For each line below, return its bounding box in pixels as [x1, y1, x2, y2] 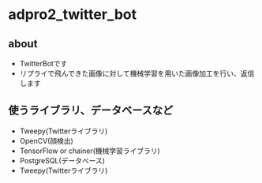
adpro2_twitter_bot [8, 6, 137, 24]
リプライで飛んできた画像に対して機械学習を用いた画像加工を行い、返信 [19, 69, 255, 78]
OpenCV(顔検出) [19, 136, 73, 145]
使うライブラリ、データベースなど [8, 104, 174, 118]
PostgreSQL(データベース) [19, 155, 105, 165]
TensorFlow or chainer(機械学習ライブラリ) [19, 146, 160, 155]
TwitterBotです [19, 59, 68, 68]
